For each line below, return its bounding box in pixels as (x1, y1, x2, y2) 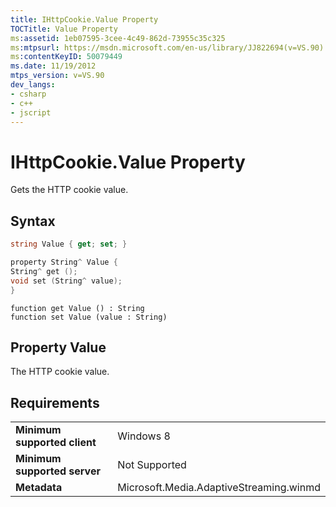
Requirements (10, 394, 100, 411)
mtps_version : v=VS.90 (10, 71, 105, 81)
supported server (15, 464, 101, 478)
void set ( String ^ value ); (10, 276, 123, 286)
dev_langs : (10, 80, 56, 90)
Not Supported (117, 458, 187, 472)
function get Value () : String (10, 303, 145, 313)
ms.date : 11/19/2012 (10, 61, 97, 71)
